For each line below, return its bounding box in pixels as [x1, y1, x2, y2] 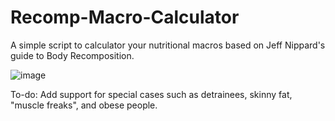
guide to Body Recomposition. [10, 49, 135, 61]
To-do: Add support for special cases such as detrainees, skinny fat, [10, 88, 293, 100]
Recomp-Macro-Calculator [10, 6, 240, 29]
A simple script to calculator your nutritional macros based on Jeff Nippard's [10, 39, 326, 51]
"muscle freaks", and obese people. [10, 99, 158, 111]
